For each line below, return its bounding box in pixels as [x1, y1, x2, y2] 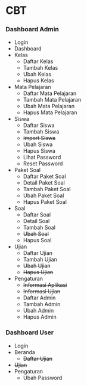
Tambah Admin [23, 301, 61, 308]
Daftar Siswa [23, 121, 55, 129]
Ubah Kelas [23, 70, 52, 78]
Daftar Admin [23, 294, 56, 301]
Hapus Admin [23, 313, 57, 320]
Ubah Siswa [23, 141, 53, 148]
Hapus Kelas [23, 77, 54, 84]
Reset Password [23, 160, 63, 167]
